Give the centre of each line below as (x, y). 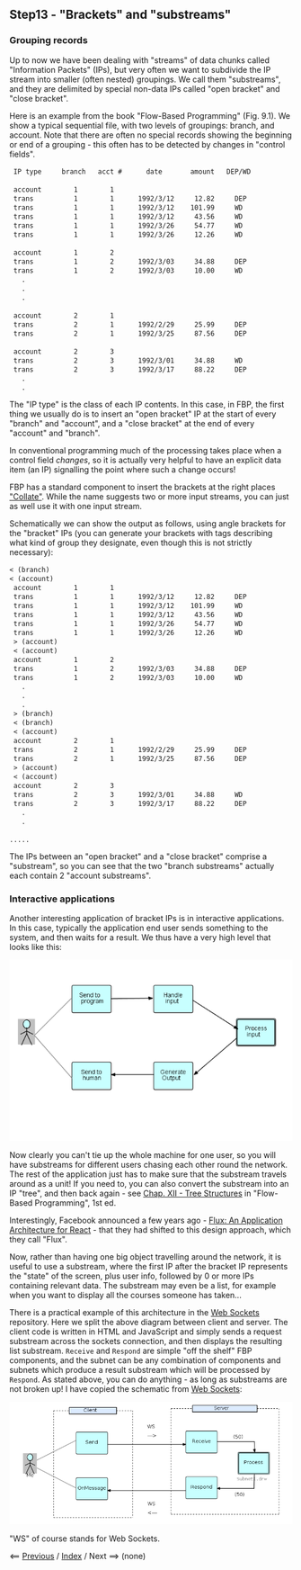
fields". (22, 154)
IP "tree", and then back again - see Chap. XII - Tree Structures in (130, 1193)
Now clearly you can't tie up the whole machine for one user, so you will (143, 1154)
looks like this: (36, 946)
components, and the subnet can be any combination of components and (145, 1360)
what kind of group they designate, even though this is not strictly (131, 543)
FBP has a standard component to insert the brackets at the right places (142, 487)
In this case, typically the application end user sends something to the (139, 928)
